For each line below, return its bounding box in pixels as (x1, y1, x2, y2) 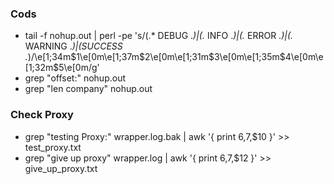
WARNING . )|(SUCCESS (24, 40, 123, 52)
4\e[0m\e (284, 51, 324, 63)
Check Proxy (10, 108, 74, 122)
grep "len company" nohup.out (24, 83, 153, 95)
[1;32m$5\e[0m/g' (24, 62, 100, 74)
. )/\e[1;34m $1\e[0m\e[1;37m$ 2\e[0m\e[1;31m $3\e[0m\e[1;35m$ (24, 51, 286, 63)
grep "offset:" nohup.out (24, 72, 127, 84)
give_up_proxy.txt (24, 162, 98, 174)
